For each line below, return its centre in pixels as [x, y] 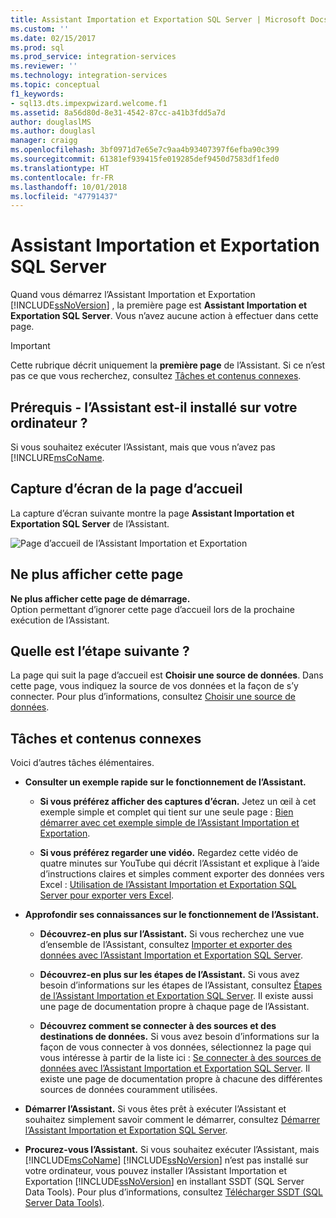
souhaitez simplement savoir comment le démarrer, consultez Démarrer [172, 1120]
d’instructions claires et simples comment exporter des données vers [182, 874]
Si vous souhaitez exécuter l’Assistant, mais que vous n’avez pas [143, 447]
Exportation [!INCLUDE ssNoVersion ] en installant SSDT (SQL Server [164, 1182]
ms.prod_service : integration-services [93, 57]
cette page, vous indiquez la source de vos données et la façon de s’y [154, 686]
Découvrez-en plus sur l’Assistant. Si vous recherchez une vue [172, 934]
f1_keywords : [37, 94]
